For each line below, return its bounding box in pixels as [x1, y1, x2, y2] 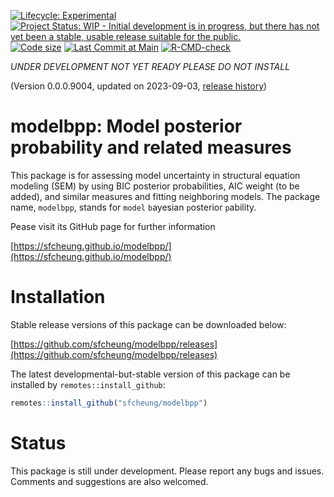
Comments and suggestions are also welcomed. [10, 475, 209, 487]
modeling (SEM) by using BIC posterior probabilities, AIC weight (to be [10, 180, 300, 192]
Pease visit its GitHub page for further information [10, 220, 216, 232]
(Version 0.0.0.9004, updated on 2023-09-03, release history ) [10, 80, 268, 92]
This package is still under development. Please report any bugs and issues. [10, 465, 325, 477]
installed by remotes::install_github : [10, 378, 166, 390]
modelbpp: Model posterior [10, 115, 243, 138]
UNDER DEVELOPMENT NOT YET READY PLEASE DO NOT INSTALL [10, 61, 291, 72]
